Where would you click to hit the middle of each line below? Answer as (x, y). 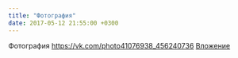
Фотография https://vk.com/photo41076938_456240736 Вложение (119, 45)
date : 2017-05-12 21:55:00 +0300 (63, 23)
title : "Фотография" (42, 15)
